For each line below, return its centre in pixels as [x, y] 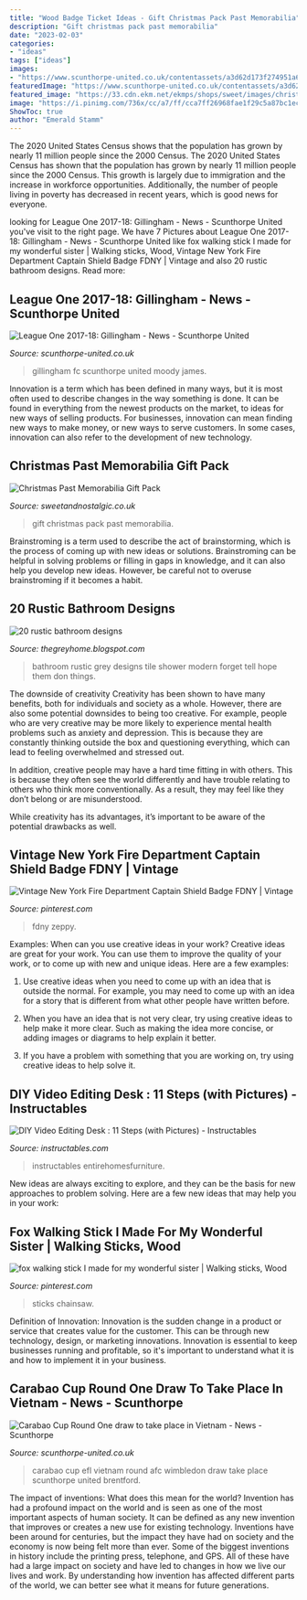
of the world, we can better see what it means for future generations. [139, 1585]
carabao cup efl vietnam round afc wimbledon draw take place [150, 1470]
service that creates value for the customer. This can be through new [139, 1331]
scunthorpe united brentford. [86, 1480]
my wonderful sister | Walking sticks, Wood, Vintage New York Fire [135, 251]
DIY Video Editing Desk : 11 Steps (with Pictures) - [153, 1094]
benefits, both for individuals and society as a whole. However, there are [146, 703]
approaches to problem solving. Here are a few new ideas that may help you [153, 1193]
